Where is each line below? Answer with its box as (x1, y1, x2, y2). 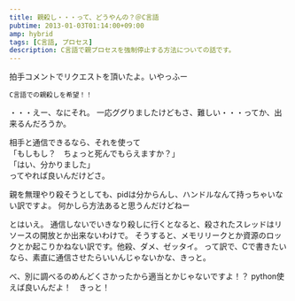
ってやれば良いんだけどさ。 (9, 170, 110, 181)
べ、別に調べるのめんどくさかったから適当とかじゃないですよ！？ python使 (9, 271, 285, 282)
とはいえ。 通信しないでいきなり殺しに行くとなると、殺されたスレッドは (9, 219, 275, 230)
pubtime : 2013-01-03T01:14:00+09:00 (9, 21, 144, 30)
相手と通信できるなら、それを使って (9, 137, 142, 148)
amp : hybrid (9, 29, 53, 38)
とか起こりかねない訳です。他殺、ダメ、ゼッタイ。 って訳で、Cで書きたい (16, 241, 287, 252)
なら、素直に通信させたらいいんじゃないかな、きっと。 (9, 252, 211, 263)
